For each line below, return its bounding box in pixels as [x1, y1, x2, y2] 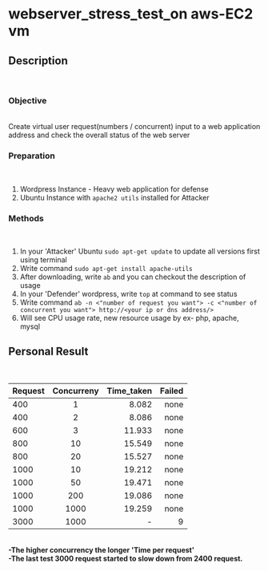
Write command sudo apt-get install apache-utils [19, 263, 194, 273]
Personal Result [8, 345, 89, 358]
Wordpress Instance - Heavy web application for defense [19, 184, 210, 193]
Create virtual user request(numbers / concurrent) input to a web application [8, 122, 261, 132]
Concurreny [52, 385, 99, 396]
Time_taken [106, 385, 153, 396]
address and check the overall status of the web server [8, 130, 190, 140]
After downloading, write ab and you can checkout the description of [19, 272, 246, 281]
